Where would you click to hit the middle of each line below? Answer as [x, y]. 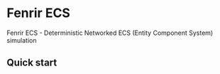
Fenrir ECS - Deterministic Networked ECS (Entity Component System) [110, 33]
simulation [22, 40]
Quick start [32, 63]
